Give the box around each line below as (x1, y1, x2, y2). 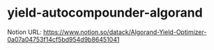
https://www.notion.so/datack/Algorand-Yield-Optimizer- (43, 28, 207, 36)
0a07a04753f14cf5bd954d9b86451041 (7, 35, 120, 43)
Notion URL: (7, 28, 42, 36)
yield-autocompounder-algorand (7, 5, 204, 21)
